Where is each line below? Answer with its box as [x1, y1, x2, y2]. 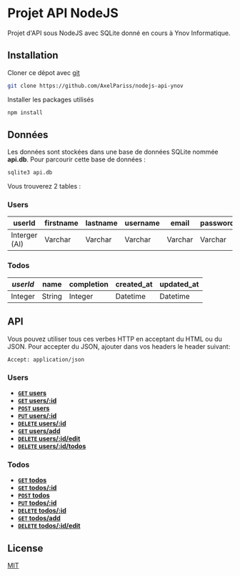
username [124, 218, 160, 228]
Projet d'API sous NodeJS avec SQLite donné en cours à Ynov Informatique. [7, 29, 231, 37]
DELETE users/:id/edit [17, 434, 81, 442]
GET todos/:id [17, 484, 57, 492]
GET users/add [17, 427, 61, 435]
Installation [7, 49, 59, 61]
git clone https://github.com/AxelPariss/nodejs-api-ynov [7, 82, 184, 89]
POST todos [17, 491, 50, 500]
